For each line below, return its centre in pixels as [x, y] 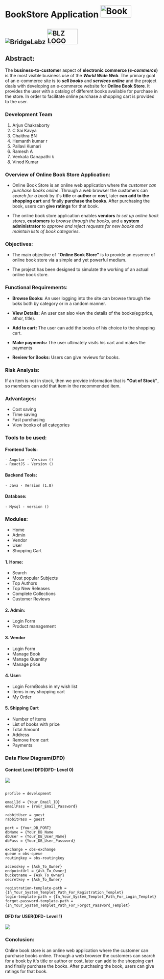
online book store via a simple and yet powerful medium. [69, 260]
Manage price [26, 664]
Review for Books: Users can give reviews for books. [66, 357]
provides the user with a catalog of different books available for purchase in [82, 91]
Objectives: [19, 244]
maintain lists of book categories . [46, 231]
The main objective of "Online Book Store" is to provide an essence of [83, 255]
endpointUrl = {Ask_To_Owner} [36, 871]
